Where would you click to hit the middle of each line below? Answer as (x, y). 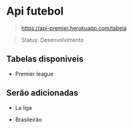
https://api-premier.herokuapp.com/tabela (74, 28)
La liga (23, 107)
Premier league (34, 74)
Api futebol (35, 11)
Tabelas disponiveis (45, 59)
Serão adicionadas (43, 93)
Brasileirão (29, 119)
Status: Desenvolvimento (52, 40)
